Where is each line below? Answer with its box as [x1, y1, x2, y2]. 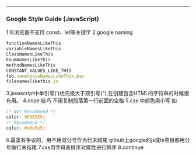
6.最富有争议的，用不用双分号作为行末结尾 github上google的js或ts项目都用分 [6, 136, 190, 143]
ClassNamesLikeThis [6, 51, 54, 57]
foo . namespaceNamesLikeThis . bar [6, 73, 85, 79]
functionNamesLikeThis [6, 40, 61, 47]
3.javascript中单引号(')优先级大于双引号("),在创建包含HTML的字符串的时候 [6, 90, 184, 97]
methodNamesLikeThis [6, 62, 57, 68]
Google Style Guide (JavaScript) [6, 15, 99, 23]
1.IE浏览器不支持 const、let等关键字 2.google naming [6, 29, 133, 36]
